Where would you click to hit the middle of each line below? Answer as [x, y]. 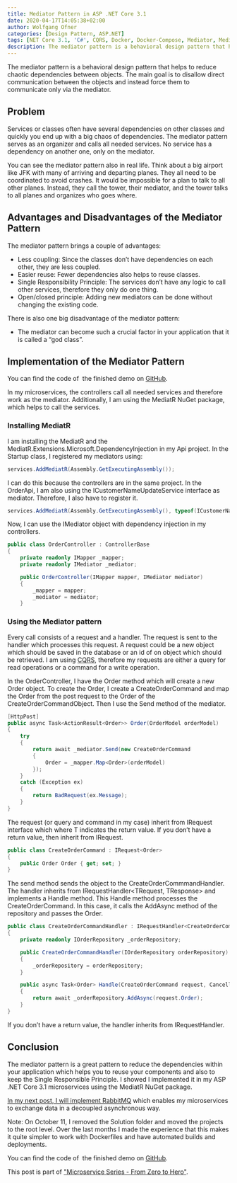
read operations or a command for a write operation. [84, 667]
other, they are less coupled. [59, 267]
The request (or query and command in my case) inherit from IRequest [110, 822]
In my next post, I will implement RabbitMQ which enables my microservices [118, 1100]
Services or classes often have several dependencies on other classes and [116, 129]
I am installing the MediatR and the [57, 441]
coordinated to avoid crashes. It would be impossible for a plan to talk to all [116, 180]
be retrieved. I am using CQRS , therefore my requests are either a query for [117, 660]
